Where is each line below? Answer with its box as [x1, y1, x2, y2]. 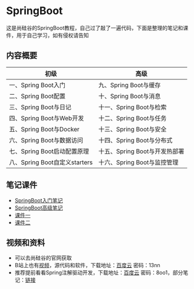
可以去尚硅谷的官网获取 [14, 254, 72, 261]
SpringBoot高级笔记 [14, 204, 63, 211]
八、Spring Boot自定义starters [9, 158, 93, 166]
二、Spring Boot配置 [9, 92, 66, 100]
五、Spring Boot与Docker [9, 125, 80, 133]
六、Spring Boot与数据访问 [9, 136, 84, 144]
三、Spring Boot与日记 [9, 103, 72, 111]
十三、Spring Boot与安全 [98, 125, 167, 133]
